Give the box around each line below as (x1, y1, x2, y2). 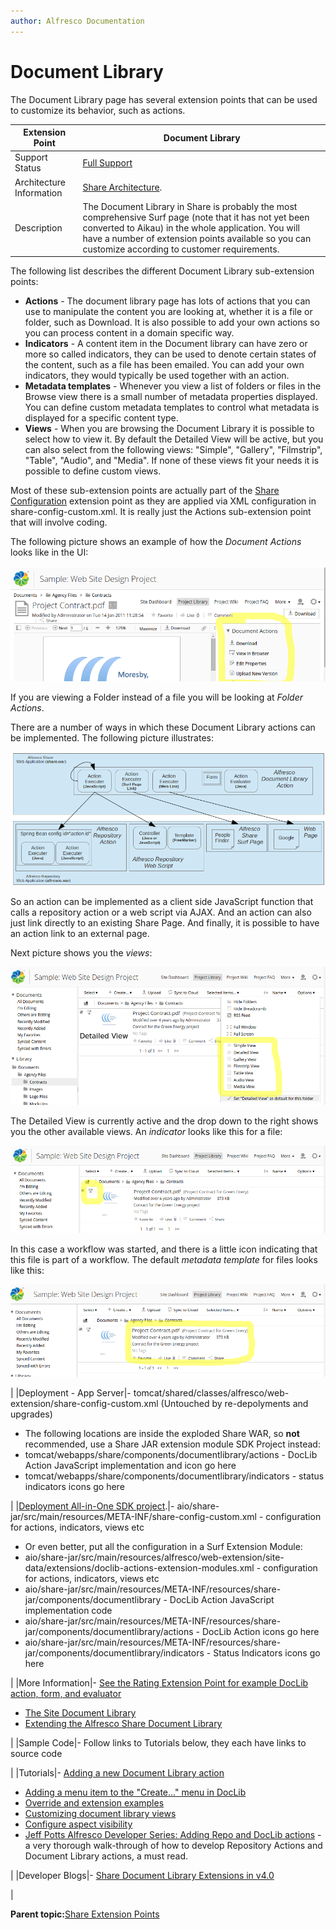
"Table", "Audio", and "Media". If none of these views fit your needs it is (24, 455, 320, 467)
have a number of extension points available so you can (82, 232, 312, 244)
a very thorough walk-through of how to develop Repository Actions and (24, 1840, 323, 1852)
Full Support (82, 156, 133, 169)
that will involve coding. (10, 516, 108, 529)
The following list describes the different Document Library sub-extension (10, 265, 315, 277)
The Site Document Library (24, 1707, 137, 1719)
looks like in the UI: (10, 546, 89, 559)
